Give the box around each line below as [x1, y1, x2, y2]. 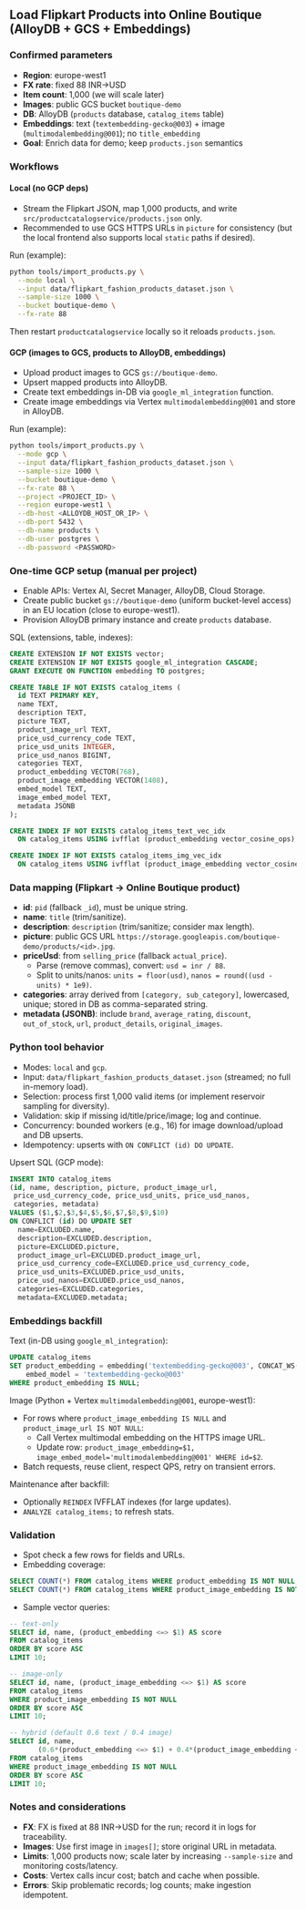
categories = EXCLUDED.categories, [17, 1285, 145, 1294]
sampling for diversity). [22, 1100, 110, 1111]
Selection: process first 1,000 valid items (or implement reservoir [22, 1091, 266, 1102]
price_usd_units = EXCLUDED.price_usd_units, [17, 1268, 185, 1277]
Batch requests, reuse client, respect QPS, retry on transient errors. [22, 1461, 276, 1472]
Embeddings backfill [9, 1314, 103, 1327]
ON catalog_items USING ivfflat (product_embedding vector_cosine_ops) [17, 835, 296, 844]
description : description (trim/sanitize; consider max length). [22, 921, 255, 932]
